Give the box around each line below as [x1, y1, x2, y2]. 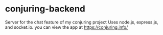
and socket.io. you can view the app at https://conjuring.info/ [5, 24, 128, 30]
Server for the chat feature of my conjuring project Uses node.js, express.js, [5, 19, 159, 25]
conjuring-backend [5, 3, 86, 14]
